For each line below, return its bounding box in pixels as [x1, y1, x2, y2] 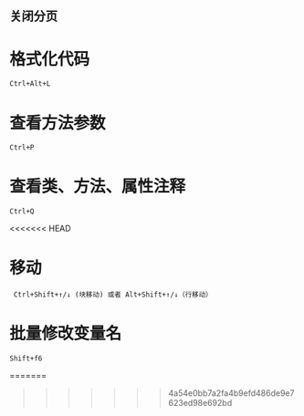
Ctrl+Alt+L [9, 79, 51, 88]
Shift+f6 [9, 354, 43, 363]
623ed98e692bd [168, 398, 233, 409]
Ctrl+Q [9, 207, 35, 216]
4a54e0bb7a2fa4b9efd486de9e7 [168, 388, 295, 399]
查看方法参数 [9, 112, 107, 133]
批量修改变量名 [9, 323, 122, 344]
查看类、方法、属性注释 [9, 176, 186, 197]
